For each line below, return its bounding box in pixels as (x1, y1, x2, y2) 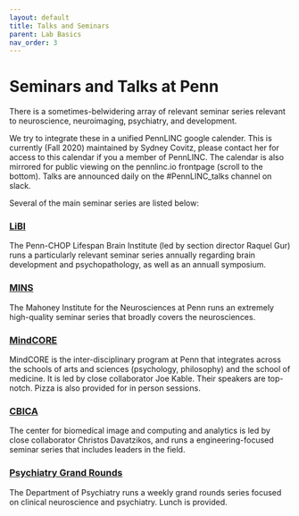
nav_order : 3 (9, 38, 58, 47)
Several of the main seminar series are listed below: (9, 198, 199, 208)
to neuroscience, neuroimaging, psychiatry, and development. (9, 115, 237, 126)
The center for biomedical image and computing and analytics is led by (9, 426, 270, 436)
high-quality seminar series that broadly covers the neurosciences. (9, 311, 256, 322)
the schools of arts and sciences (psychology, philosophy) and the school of (9, 364, 291, 375)
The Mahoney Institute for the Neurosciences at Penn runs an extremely (9, 301, 275, 313)
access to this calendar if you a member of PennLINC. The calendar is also (9, 152, 284, 163)
